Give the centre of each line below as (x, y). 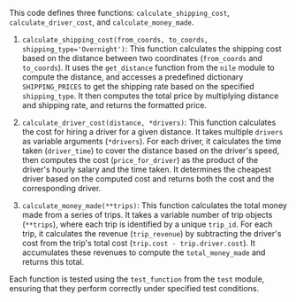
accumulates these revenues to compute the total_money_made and (144, 252)
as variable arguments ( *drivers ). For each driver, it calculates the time (152, 141)
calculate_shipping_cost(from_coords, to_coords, (115, 40)
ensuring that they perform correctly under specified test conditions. (134, 288)
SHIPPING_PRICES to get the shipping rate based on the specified (138, 86)
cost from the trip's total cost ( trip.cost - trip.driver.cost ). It (139, 243)
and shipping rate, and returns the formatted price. (114, 105)
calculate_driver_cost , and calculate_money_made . (102, 22)
